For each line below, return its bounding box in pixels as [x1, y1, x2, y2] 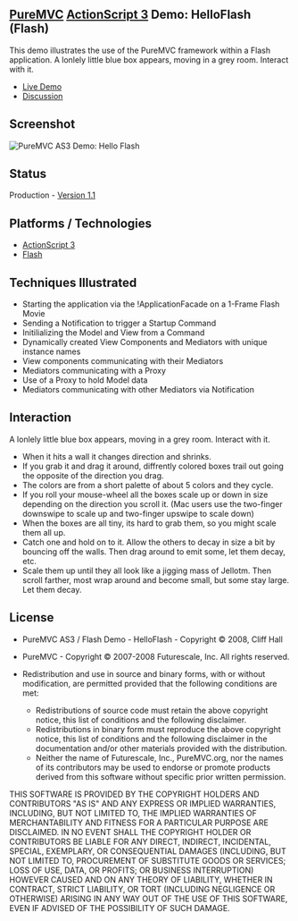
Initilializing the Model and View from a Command [21, 327, 205, 338]
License [9, 610, 54, 625]
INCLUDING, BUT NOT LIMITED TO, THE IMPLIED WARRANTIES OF [9, 807, 257, 818]
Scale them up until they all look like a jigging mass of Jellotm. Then [21, 565, 272, 576]
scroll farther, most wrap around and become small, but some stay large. [21, 574, 290, 585]
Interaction [9, 410, 72, 426]
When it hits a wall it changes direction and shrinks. [21, 451, 212, 461]
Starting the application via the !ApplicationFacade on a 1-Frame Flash [21, 299, 280, 309]
